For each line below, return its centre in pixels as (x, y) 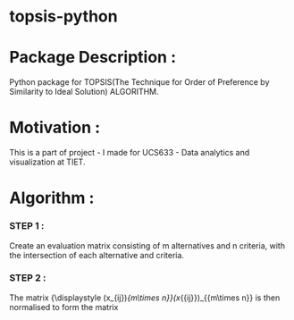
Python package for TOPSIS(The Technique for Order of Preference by (139, 82)
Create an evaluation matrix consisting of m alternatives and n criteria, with (147, 245)
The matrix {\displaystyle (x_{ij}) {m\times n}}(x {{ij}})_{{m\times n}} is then (145, 298)
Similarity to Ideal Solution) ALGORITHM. (84, 92)
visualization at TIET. (47, 162)
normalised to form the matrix (64, 307)
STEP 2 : (28, 278)
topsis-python (63, 17)
